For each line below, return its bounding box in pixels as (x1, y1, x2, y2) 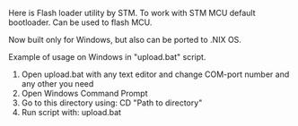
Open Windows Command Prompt (21, 88, 148, 98)
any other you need (21, 79, 94, 88)
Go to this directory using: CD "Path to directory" (21, 97, 203, 108)
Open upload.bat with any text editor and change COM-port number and (21, 69, 290, 80)
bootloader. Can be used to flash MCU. (8, 17, 153, 28)
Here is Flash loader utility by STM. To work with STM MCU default (8, 8, 257, 18)
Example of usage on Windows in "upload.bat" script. (8, 52, 206, 62)
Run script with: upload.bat (21, 107, 122, 117)
